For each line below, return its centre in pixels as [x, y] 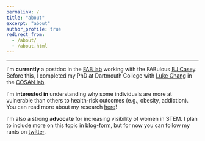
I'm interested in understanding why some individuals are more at [89, 94]
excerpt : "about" [28, 23]
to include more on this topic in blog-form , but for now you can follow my [98, 125]
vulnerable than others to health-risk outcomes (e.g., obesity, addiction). [98, 100]
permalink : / [23, 12]
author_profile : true [34, 29]
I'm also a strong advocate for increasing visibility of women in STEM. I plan [102, 118]
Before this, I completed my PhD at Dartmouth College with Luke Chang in [99, 75]
